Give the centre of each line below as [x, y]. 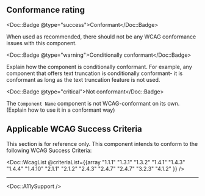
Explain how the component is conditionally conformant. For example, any [99, 67]
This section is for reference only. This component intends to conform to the [102, 143]
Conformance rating [46, 10]
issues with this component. [42, 43]
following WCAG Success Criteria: [49, 150]
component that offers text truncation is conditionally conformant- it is [95, 73]
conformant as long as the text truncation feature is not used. [83, 79]
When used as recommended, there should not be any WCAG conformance [101, 37]
